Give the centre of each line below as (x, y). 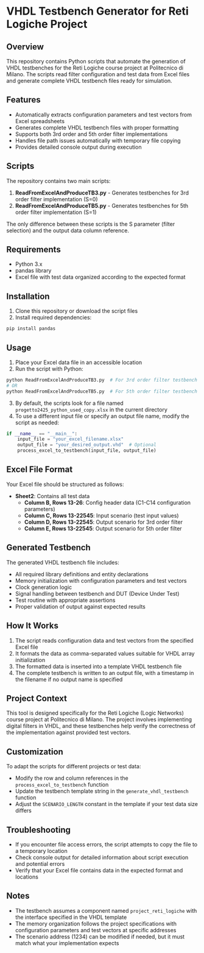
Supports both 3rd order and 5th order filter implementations (91, 134)
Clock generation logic (44, 587)
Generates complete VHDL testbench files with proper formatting (97, 127)
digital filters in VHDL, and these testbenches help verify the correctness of (101, 726)
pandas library (33, 271)
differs (23, 811)
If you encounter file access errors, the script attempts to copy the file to (106, 844)
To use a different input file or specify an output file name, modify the (102, 416)
